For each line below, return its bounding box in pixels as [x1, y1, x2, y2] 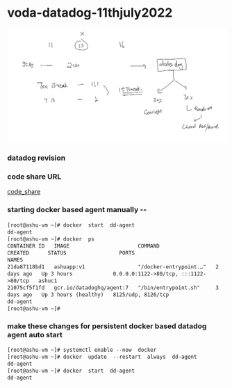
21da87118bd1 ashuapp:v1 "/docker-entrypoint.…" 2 [7, 263, 219, 270]
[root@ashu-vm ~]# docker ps [7, 235, 95, 243]
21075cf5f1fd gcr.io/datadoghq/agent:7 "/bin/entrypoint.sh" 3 [7, 284, 219, 291]
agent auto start [7, 330, 63, 339]
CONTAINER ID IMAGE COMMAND [7, 242, 160, 250]
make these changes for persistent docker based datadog [7, 321, 207, 331]
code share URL [7, 172, 62, 181]
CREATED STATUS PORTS [7, 249, 135, 257]
